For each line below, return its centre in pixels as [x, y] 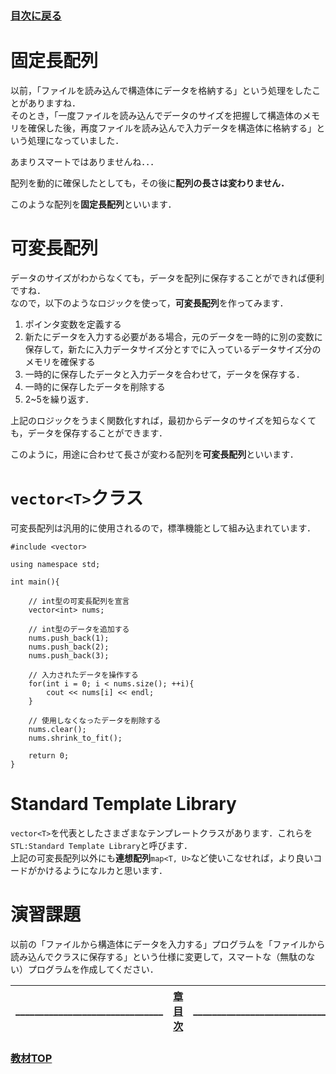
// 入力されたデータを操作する [83, 675]
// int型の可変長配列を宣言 [79, 601]
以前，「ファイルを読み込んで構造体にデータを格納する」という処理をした [161, 90]
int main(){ [35, 582]
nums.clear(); [57, 729]
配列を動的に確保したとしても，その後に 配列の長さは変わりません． [150, 183]
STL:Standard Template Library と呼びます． [101, 845]
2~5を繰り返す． [59, 399]
